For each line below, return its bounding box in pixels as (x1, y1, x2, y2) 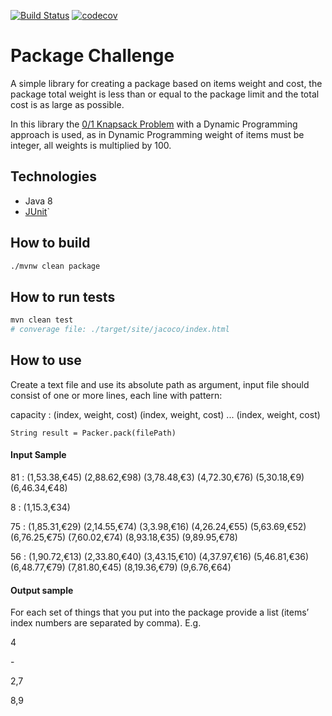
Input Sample (10, 449, 67, 461)
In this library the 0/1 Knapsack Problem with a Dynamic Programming (10, 118, 298, 130)
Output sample (10, 584, 74, 596)
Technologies (10, 168, 98, 185)
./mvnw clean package (10, 261, 101, 271)
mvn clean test (10, 315, 74, 325)
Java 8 (24, 195, 53, 207)
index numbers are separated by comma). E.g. (10, 617, 202, 629)
